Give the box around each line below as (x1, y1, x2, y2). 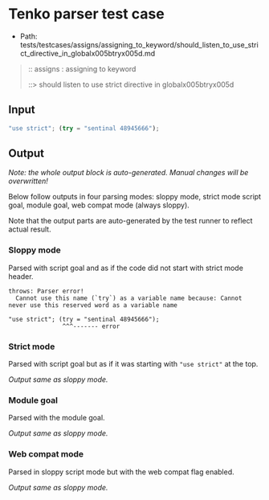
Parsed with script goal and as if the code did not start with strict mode (8, 263, 243, 273)
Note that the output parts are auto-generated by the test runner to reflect (8, 216, 253, 226)
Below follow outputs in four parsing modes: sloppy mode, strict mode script (8, 192, 262, 202)
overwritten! (8, 176, 48, 186)
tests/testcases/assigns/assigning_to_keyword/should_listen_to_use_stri (19, 39, 259, 49)
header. (8, 271, 34, 281)
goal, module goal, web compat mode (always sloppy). (8, 200, 190, 210)
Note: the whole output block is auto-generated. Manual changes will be (8, 168, 249, 178)
